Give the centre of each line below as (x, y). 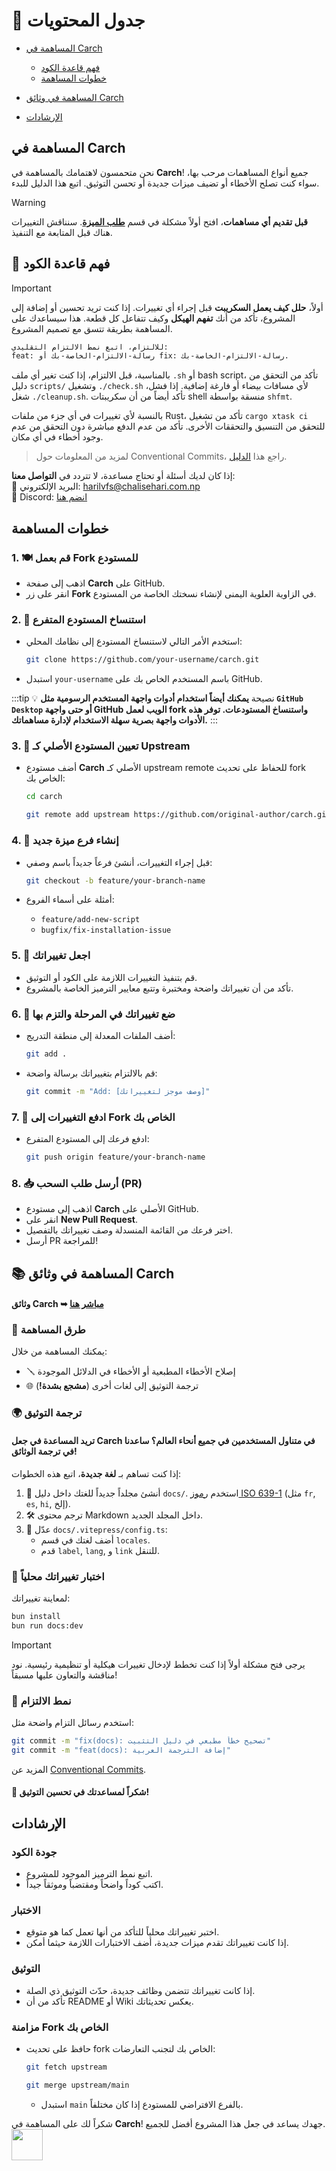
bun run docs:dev (47, 1625)
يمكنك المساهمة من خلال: (59, 1351)
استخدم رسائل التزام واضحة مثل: (73, 1722)
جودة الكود (34, 1852)
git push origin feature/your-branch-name (115, 1157)
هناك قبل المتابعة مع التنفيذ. (62, 232)
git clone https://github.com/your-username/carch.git (142, 660)
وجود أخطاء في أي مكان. (57, 437)
